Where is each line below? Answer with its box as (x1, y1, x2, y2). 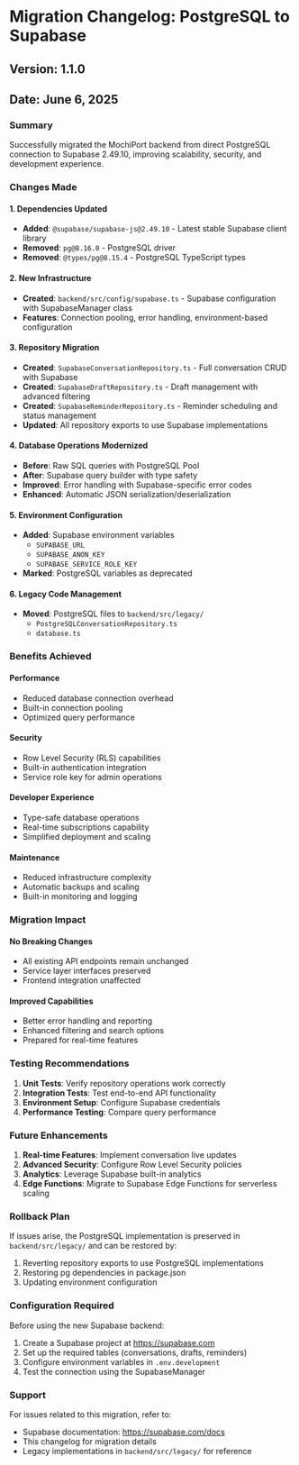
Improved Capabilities (9, 996, 94, 1006)
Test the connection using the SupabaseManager (22, 1366, 205, 1377)
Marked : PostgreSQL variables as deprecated (22, 568, 193, 578)
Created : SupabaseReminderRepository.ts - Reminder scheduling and (22, 400, 277, 411)
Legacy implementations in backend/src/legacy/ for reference (22, 1445, 252, 1456)
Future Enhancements (9, 1129, 108, 1142)
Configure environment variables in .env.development (22, 1356, 221, 1367)
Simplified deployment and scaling (22, 831, 151, 842)
